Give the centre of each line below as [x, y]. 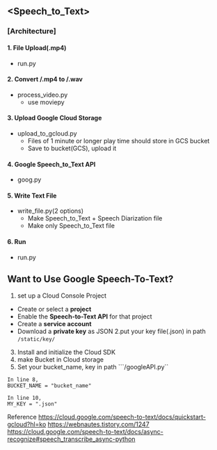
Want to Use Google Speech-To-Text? [90, 279]
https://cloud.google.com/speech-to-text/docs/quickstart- [122, 417]
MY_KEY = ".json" [32, 404]
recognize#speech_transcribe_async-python [71, 439]
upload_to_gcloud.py [47, 133]
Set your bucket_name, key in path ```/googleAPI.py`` [93, 367]
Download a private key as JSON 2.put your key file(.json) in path [112, 331]
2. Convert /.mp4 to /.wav [45, 79]
